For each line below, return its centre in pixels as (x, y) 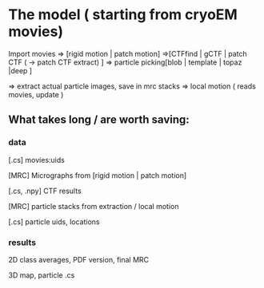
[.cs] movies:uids (37, 160)
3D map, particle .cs (42, 275)
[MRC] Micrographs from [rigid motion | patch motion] (98, 175)
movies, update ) (36, 94)
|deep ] (20, 70)
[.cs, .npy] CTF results (45, 191)
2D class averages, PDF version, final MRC (79, 259)
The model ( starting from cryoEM (123, 15)
